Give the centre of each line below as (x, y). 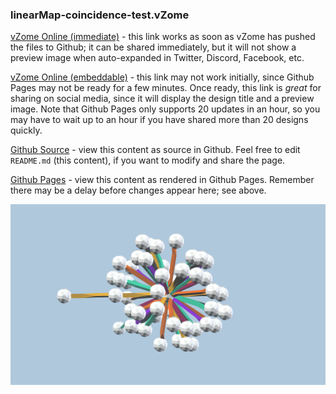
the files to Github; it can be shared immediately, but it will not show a (153, 47)
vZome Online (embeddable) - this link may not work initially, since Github (162, 77)
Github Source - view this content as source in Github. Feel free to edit (155, 150)
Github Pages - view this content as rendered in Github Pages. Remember (162, 180)
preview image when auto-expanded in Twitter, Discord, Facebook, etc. (157, 58)
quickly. (26, 130)
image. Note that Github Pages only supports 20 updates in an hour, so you (165, 109)
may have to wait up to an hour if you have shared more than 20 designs (159, 120)
